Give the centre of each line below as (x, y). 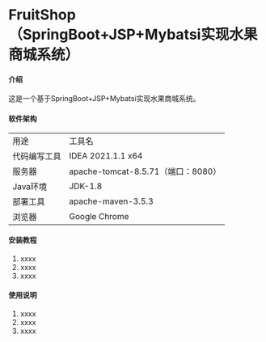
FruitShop (42, 15)
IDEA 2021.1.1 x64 (106, 155)
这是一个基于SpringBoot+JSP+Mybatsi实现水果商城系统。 (104, 99)
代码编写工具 (37, 156)
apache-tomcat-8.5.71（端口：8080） (145, 171)
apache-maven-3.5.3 (111, 201)
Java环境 (30, 186)
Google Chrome (99, 216)
